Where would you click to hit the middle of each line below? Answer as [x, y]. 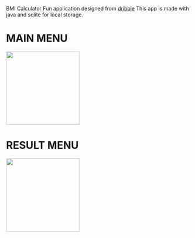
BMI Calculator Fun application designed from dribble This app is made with [97, 8]
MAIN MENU [37, 38]
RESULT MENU [42, 145]
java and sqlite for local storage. [45, 15]
